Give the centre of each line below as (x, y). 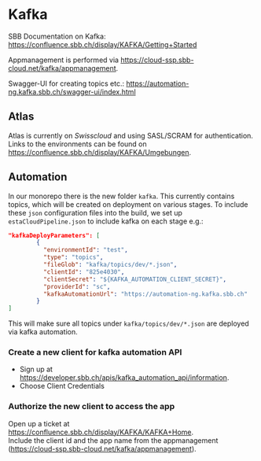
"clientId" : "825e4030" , (84, 272)
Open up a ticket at (39, 423)
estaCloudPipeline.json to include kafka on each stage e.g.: (106, 221)
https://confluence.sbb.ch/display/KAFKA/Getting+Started (103, 44)
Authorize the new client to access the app (92, 407)
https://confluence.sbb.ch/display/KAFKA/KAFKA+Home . (101, 432)
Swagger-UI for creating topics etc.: (66, 83)
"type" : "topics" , (73, 257)
